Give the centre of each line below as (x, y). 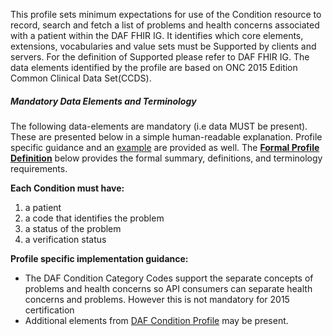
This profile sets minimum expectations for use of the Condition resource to (166, 14)
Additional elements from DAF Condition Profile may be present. (156, 320)
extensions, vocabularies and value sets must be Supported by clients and (163, 46)
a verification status (65, 239)
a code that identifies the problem (94, 218)
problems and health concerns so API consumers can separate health (168, 288)
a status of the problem (73, 228)
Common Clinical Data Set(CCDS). (81, 78)
